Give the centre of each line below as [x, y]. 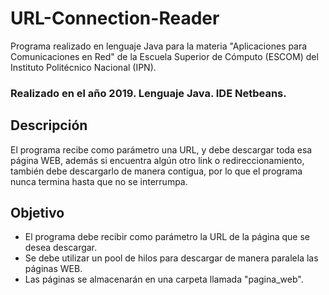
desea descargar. [61, 248]
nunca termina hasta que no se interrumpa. [99, 181]
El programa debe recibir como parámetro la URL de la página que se [167, 237]
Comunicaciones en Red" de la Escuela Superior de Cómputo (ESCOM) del [164, 56]
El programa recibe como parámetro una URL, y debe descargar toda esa [161, 149]
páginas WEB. [53, 269]
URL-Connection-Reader [115, 18]
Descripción [49, 125]
